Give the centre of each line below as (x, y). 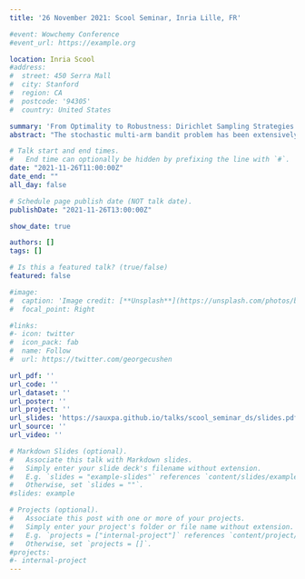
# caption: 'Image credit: (63, 301)
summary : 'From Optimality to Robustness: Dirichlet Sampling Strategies (152, 126)
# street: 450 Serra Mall (60, 76)
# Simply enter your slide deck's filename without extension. (135, 468)
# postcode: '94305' (50, 101)
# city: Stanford (44, 85)
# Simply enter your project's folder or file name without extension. (152, 527)
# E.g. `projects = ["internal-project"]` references (117, 535)
